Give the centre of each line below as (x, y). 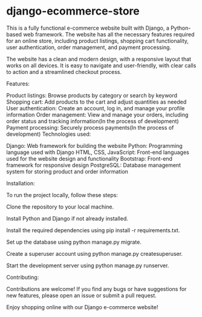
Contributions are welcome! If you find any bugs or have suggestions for (96, 289)
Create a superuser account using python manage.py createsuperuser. (95, 253)
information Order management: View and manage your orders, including (97, 115)
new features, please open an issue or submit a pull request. (82, 295)
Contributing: (23, 277)
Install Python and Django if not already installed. (67, 218)
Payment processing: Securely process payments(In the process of (90, 127)
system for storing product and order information (67, 172)
